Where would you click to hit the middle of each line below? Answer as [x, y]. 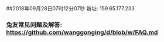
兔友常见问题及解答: [34, 25]
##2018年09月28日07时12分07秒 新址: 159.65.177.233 [70, 8]
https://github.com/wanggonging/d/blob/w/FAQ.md [82, 32]
